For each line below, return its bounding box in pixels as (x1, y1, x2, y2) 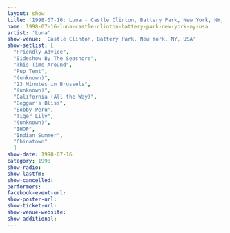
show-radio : (7, 163, 41, 171)
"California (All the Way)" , (13, 94, 97, 101)
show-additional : (7, 215, 57, 222)
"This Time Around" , (13, 61, 73, 68)
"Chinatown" (13, 139, 48, 145)
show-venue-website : (7, 209, 67, 216)
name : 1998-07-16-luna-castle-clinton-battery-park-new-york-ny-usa (7, 23, 209, 30)
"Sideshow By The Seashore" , (13, 55, 97, 62)
